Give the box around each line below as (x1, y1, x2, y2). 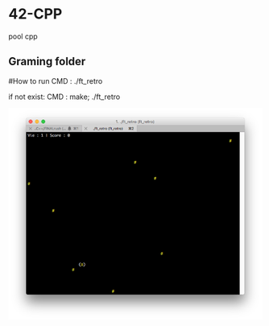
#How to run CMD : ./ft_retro (8, 76, 103, 85)
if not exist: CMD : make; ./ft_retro (8, 92, 121, 101)
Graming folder (8, 55, 86, 68)
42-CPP (8, 5, 63, 23)
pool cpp (8, 31, 38, 41)
